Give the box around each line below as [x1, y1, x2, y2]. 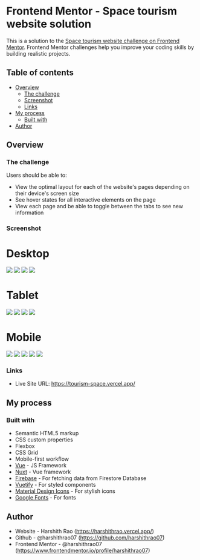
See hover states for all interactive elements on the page [15, 196, 156, 203]
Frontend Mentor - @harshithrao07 [15, 540, 103, 547]
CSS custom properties [15, 436, 74, 443]
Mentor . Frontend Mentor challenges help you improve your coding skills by [6, 44, 195, 51]
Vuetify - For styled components [15, 481, 96, 489]
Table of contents [6, 68, 74, 78]
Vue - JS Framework [15, 462, 67, 469]
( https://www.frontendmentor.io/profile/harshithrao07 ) [15, 547, 150, 554]
